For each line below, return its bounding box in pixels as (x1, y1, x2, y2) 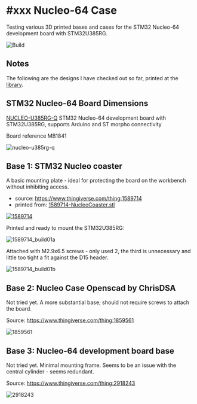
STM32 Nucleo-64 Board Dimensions (6, 98, 149, 108)
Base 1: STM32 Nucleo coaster (6, 161, 122, 171)
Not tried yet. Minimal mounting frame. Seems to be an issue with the (6, 362, 177, 369)
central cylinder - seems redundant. (6, 368, 94, 375)
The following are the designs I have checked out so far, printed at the (6, 74, 178, 81)
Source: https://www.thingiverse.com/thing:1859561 (6, 317, 134, 324)
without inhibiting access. (6, 183, 69, 190)
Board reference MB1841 (6, 132, 67, 139)
